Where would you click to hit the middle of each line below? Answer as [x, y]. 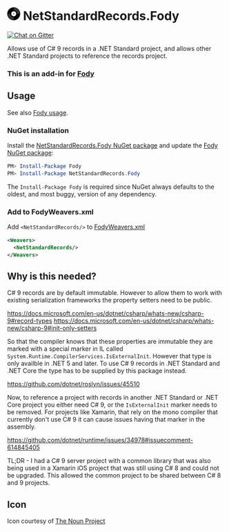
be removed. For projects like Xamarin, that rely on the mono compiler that [113, 412]
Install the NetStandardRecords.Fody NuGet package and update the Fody [113, 145]
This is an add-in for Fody [51, 74]
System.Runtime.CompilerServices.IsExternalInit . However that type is [109, 356]
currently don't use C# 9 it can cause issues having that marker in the [106, 420]
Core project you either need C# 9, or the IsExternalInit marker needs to [112, 405]
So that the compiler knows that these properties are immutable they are [110, 342]
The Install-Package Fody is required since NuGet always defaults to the [111, 187]
